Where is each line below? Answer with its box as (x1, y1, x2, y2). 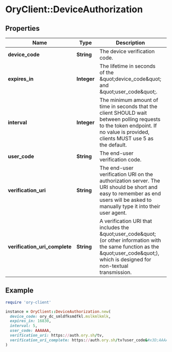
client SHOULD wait (99, 109, 147, 116)
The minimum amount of (99, 96, 159, 103)
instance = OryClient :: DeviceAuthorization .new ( (5, 309, 111, 314)
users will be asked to (99, 196, 152, 203)
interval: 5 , (10, 323, 38, 328)
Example (5, 286, 34, 295)
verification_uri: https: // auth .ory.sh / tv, (10, 333, 104, 338)
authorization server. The (99, 177, 160, 184)
